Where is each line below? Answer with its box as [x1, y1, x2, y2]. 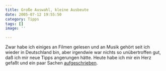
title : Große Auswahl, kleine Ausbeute [5, 7, 89, 12]
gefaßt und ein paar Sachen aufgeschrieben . [5, 60, 98, 66]
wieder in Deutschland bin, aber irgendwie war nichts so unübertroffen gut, [5, 49, 161, 55]
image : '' [5, 26, 26, 31]
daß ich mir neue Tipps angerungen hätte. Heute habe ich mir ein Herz [5, 54, 152, 60]
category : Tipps [5, 16, 39, 21]
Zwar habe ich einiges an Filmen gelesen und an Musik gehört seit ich [5, 44, 150, 50]
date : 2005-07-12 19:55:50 [5, 12, 62, 17]
